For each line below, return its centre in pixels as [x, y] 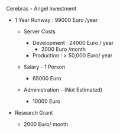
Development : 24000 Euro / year [73, 43]
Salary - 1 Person [44, 67]
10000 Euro [46, 101]
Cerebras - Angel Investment [41, 9]
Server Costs [40, 31]
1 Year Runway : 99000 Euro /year [56, 20]
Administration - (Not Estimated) [63, 90]
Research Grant [34, 113]
